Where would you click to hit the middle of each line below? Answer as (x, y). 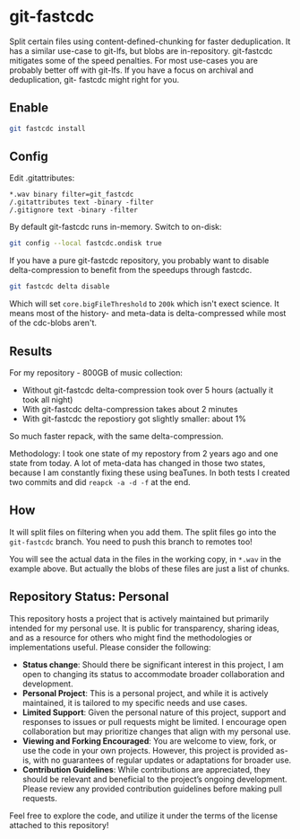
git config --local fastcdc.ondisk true (86, 243)
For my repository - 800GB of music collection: (96, 373)
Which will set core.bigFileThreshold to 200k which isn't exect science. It (144, 304)
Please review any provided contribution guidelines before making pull (152, 789)
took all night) (47, 400)
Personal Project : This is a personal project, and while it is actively (145, 693)
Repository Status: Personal (89, 597)
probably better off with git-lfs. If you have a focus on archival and (131, 70)
